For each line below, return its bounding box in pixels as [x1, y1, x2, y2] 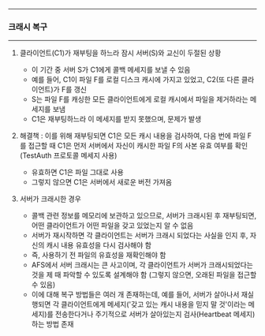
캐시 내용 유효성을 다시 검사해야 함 [46, 241, 152, 250]
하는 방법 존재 [31, 319, 74, 329]
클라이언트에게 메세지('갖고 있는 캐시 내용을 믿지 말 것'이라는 [60, 300, 247, 309]
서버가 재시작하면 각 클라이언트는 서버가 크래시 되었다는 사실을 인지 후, [31, 230, 248, 241]
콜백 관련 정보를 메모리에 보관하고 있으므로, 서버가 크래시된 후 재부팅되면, [31, 211, 257, 221]
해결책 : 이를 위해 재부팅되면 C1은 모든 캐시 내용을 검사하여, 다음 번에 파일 [19, 131, 246, 140]
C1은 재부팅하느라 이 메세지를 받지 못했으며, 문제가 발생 [31, 114, 202, 124]
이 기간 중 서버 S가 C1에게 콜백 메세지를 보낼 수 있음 [31, 65, 191, 75]
